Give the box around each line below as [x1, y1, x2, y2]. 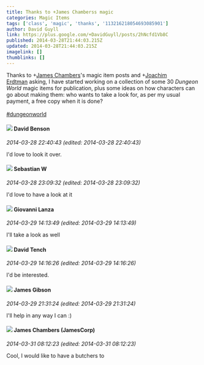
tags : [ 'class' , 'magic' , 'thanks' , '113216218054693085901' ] [6, 20, 168, 26]
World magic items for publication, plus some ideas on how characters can [6, 84, 195, 92]
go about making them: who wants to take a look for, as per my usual [6, 91, 181, 98]
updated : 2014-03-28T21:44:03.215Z [6, 43, 97, 50]
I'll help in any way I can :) [6, 312, 72, 319]
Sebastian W [13, 165, 47, 173]
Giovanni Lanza [13, 206, 54, 213]
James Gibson [13, 286, 51, 294]
